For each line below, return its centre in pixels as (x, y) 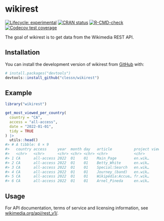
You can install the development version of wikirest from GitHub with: (75, 64)
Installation (22, 52)
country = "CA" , (26, 118)
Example (19, 93)
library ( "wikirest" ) (26, 104)
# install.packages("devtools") (38, 73)
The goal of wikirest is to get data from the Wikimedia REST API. (70, 37)
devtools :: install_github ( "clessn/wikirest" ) (52, 78)
